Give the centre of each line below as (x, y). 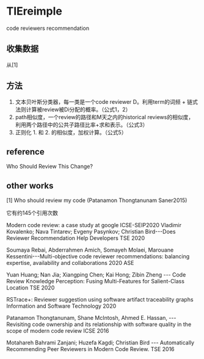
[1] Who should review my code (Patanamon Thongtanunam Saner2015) (97, 200)
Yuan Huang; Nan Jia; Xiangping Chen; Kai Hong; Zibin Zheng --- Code (96, 275)
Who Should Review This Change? (50, 167)
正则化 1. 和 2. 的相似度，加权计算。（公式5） (71, 132)
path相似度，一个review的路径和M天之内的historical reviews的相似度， (104, 117)
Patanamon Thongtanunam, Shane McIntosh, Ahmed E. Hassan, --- (91, 318)
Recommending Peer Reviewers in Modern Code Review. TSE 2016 (91, 349)
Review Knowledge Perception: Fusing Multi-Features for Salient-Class (96, 281)
